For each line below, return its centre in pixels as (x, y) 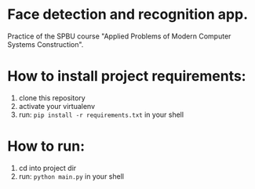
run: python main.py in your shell (71, 176)
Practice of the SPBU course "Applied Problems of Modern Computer (119, 36)
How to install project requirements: (127, 76)
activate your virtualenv (57, 106)
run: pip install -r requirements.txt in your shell (101, 114)
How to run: (46, 146)
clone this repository (52, 98)
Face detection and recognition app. (128, 15)
